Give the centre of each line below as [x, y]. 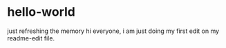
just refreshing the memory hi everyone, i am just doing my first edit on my [113, 31]
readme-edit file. [31, 38]
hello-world [41, 12]
